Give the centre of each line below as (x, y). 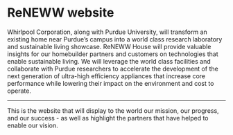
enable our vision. (33, 125)
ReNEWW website (61, 13)
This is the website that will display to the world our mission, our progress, (113, 110)
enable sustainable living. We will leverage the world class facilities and (109, 61)
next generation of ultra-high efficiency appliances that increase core (106, 76)
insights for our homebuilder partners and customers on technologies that (113, 54)
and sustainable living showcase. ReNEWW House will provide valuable (109, 46)
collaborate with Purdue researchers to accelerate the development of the (113, 69)
